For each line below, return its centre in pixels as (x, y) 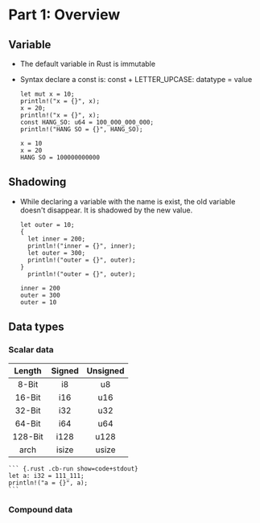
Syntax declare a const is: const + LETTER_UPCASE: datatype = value (136, 79)
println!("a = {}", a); (48, 483)
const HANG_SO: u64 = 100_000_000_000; (87, 122)
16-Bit (28, 397)
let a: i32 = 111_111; (46, 476)
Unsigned (105, 370)
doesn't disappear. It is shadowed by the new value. (106, 210)
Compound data (41, 510)
